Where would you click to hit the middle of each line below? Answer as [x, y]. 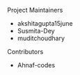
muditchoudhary [41, 38]
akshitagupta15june [45, 23]
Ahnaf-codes [36, 65]
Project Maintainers [35, 10]
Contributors [25, 52]
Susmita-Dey [36, 31]
